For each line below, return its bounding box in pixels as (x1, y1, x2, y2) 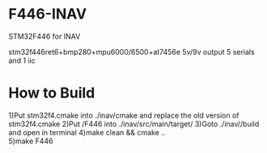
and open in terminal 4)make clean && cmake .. (8, 127, 166, 137)
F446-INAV (8, 5, 87, 23)
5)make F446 (8, 136, 54, 146)
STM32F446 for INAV (8, 31, 81, 41)
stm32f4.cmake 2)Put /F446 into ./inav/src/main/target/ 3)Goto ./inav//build (8, 118, 260, 129)
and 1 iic (8, 56, 36, 65)
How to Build (8, 84, 95, 102)
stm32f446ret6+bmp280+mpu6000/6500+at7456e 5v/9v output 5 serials (8, 47, 255, 56)
